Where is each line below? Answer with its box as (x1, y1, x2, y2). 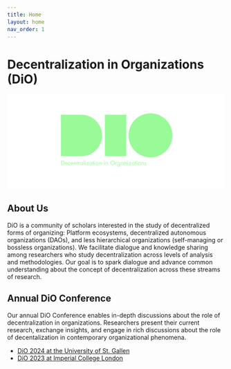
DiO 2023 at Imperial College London (17, 354, 123, 362)
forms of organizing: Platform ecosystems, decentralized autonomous (7, 228, 206, 237)
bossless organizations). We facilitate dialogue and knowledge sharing (7, 243, 209, 251)
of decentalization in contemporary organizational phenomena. (7, 333, 187, 341)
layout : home (7, 18, 45, 26)
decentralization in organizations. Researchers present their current (7, 318, 200, 327)
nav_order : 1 (7, 26, 45, 33)
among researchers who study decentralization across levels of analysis (7, 250, 213, 259)
